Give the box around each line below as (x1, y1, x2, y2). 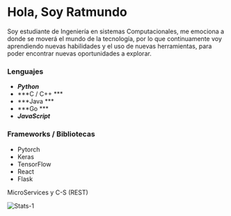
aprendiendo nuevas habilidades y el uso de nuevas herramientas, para (7, 42, 212, 50)
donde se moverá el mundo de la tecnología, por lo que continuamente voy (7, 34, 223, 42)
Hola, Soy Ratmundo (7, 4, 127, 20)
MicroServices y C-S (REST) (7, 188, 88, 197)
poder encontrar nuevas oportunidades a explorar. (7, 49, 152, 58)
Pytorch (17, 145, 40, 153)
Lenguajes (7, 67, 44, 76)
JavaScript (17, 112, 51, 120)
